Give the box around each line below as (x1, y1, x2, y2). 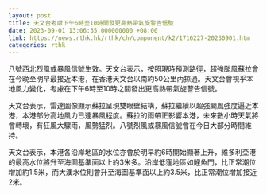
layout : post (8, 11, 52, 20)
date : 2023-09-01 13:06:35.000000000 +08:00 (8, 26, 158, 34)
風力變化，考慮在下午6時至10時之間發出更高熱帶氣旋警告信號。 (14, 84, 222, 94)
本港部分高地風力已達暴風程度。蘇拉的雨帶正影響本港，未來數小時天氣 (21, 111, 252, 120)
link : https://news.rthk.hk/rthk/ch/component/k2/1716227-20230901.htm (8, 33, 250, 42)
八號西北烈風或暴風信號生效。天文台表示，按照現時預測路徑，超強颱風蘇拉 (8, 64, 252, 74)
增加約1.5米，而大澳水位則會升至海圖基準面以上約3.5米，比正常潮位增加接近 (8, 168, 257, 177)
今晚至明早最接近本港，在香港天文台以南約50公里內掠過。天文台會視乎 (14, 74, 247, 83)
